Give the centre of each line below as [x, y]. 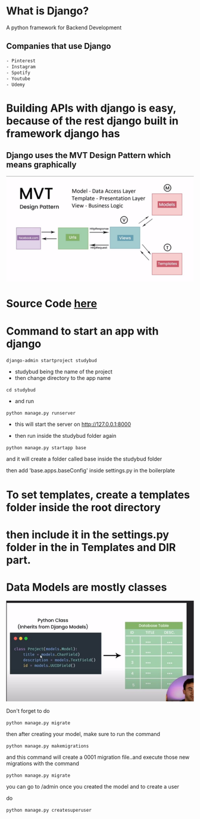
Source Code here [51, 304]
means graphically [41, 165]
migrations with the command [43, 763]
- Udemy [16, 85]
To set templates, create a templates [98, 495]
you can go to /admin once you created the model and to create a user [93, 786]
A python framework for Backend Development [64, 27]
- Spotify [18, 73]
